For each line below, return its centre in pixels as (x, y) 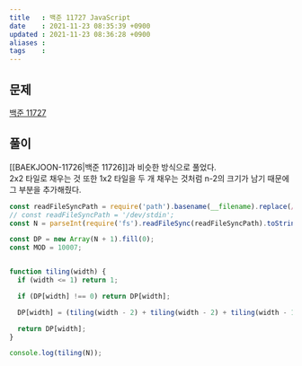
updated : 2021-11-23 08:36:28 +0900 (80, 34)
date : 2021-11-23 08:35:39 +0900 (80, 26)
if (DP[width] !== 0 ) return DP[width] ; (94, 296)
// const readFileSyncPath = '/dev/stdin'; (92, 215)
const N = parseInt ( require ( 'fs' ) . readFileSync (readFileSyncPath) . (138, 223)
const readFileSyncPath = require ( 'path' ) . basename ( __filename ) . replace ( (151, 206)
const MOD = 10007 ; (46, 248)
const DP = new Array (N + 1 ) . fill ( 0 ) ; (82, 240)
